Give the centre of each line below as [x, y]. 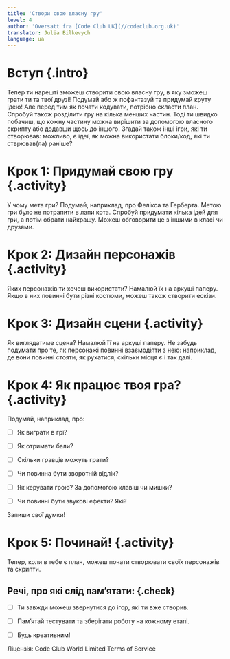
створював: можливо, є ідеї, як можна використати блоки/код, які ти [109, 136]
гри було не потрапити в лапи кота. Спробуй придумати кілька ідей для [113, 212]
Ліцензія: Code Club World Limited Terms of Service [81, 649]
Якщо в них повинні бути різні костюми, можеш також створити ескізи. [112, 295]
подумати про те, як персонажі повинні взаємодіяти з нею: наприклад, [112, 350]
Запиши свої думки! [36, 515]
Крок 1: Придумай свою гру [90, 171]
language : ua [26, 39]
